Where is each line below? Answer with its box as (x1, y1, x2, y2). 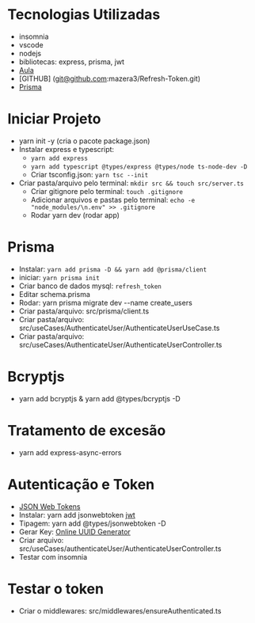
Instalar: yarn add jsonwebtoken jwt (18, 510, 135, 519)
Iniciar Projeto (7, 110, 101, 128)
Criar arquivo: (18, 535, 64, 545)
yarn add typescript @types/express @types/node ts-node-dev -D (30, 162, 248, 171)
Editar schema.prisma (18, 289, 90, 298)
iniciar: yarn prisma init (18, 272, 100, 282)
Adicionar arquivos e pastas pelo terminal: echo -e (30, 195, 196, 204)
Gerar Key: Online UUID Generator (18, 526, 131, 536)
